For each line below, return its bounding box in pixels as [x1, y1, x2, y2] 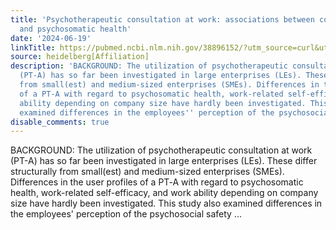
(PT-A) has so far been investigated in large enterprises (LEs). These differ [10, 155, 318, 167]
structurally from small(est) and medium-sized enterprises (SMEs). [10, 166, 285, 178]
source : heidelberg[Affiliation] [10, 52, 150, 62]
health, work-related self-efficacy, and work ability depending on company [10, 187, 319, 199]
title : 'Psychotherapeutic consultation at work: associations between [10, 14, 315, 25]
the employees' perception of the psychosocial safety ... [10, 208, 242, 220]
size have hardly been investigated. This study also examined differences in [10, 197, 323, 210]
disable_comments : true [10, 117, 110, 127]
